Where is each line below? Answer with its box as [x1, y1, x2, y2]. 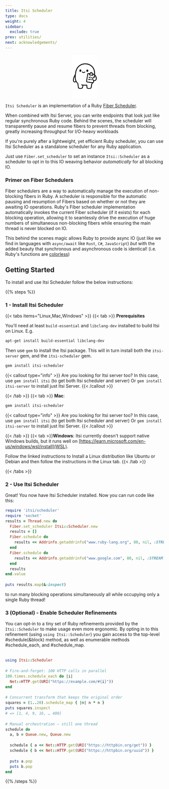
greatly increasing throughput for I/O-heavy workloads [5, 128, 119, 134]
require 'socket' [5, 513, 42, 518]
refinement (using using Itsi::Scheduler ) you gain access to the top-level [5, 631, 160, 637]
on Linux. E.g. [5, 328, 34, 334]
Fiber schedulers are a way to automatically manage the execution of [5, 188, 148, 194]
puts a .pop [10, 758, 33, 764]
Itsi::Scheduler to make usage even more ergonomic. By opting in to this [5, 626, 158, 632]
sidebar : [5, 24, 24, 29]
